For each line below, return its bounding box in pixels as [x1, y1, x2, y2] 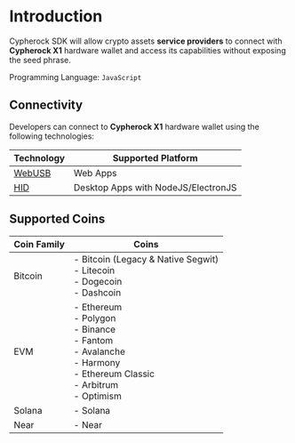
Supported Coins [9, 212, 106, 227]
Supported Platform [112, 151, 198, 164]
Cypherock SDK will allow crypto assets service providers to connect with [9, 36, 283, 46]
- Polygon [73, 311, 116, 324]
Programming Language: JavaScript [9, 71, 142, 82]
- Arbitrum [73, 378, 119, 391]
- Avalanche [73, 345, 126, 358]
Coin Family [13, 238, 65, 250]
